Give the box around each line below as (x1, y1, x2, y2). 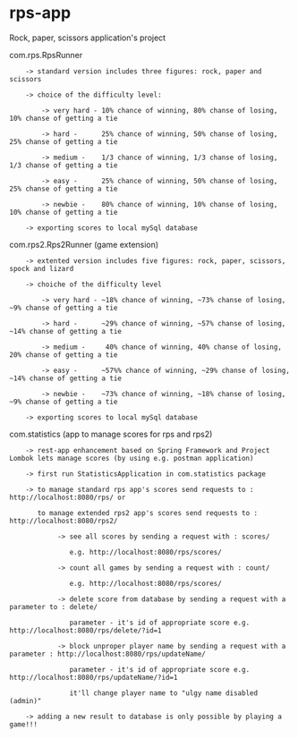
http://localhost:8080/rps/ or (9, 493, 126, 502)
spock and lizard (9, 264, 74, 273)
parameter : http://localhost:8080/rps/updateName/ (9, 649, 206, 658)
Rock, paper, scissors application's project (9, 32, 166, 43)
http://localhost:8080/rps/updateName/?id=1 (9, 673, 178, 682)
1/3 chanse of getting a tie (9, 160, 118, 170)
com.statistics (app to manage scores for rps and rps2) (9, 428, 213, 439)
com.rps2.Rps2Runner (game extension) (9, 239, 159, 250)
